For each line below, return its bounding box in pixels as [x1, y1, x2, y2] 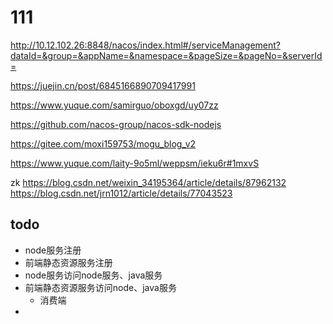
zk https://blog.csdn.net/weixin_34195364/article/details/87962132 [10, 176, 287, 188]
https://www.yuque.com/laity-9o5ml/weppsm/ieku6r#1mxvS [10, 157, 260, 169]
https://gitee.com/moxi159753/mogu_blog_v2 [10, 137, 197, 150]
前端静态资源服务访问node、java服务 [24, 281, 177, 293]
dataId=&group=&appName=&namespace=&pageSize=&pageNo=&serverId [10, 49, 323, 61]
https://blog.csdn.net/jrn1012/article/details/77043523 [10, 187, 233, 199]
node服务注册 [24, 244, 82, 256]
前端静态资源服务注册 [24, 256, 113, 268]
